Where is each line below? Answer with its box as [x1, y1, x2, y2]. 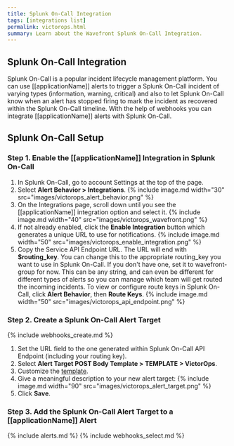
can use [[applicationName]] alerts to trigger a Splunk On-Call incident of [7, 82, 220, 91]
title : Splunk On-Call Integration [7, 10, 112, 18]
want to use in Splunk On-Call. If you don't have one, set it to [17, 260, 194, 268]
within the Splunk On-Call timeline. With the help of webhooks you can [7, 105, 212, 113]
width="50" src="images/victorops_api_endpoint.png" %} [17, 297, 186, 306]
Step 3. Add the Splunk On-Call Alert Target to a [7, 407, 174, 417]
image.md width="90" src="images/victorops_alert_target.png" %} [17, 382, 212, 391]
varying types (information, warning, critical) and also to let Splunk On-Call [7, 89, 224, 98]
